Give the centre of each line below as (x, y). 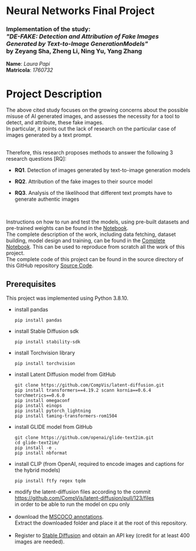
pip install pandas (38, 320)
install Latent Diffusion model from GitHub (65, 374)
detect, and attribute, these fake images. (55, 123)
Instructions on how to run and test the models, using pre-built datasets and (98, 222)
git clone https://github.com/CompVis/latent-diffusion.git (89, 386)
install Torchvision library (45, 353)
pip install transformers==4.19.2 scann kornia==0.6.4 (83, 391)
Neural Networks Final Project (80, 11)
